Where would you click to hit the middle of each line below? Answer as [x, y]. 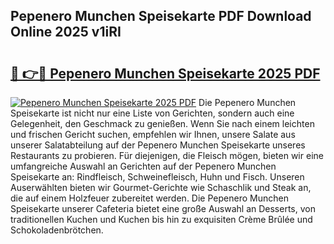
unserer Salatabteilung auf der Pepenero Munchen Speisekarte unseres [158, 145]
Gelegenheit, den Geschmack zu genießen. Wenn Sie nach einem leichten [162, 123]
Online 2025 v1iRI [66, 32]
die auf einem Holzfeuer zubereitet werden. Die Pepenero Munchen [149, 198]
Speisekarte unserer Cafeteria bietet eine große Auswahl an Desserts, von [163, 208]
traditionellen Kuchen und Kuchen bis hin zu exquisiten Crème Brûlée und [161, 219]
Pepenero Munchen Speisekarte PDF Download [161, 16]
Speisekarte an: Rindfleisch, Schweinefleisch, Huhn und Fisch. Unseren [157, 177]
